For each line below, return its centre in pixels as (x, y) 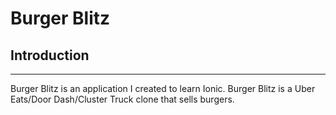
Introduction (50, 55)
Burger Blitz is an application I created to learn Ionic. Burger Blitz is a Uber (163, 88)
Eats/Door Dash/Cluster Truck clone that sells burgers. (122, 99)
